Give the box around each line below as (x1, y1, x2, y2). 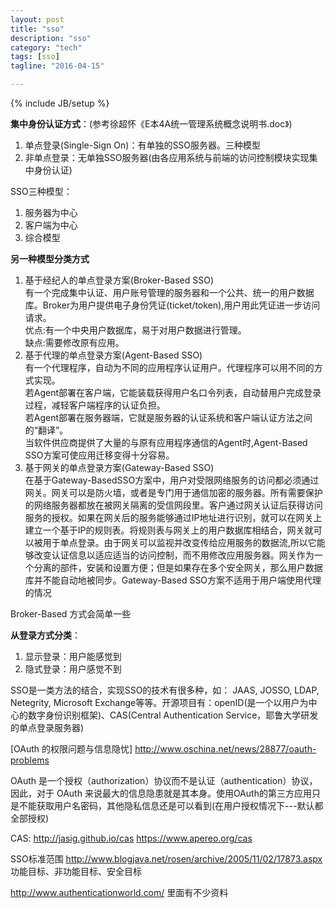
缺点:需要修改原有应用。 (24, 337, 125, 348)
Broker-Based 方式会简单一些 (10, 608, 132, 620)
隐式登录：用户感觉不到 (24, 663, 122, 675)
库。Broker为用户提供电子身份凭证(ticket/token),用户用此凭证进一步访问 (24, 299, 321, 311)
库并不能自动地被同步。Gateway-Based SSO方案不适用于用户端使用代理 (24, 574, 322, 586)
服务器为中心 (24, 207, 78, 218)
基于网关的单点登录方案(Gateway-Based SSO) (24, 462, 215, 473)
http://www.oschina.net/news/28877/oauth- (134, 743, 317, 755)
